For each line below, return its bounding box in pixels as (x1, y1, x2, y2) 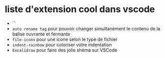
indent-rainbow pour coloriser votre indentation (12, 41, 112, 47)
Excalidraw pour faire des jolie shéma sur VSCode (12, 47, 118, 53)
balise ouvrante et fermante (12, 31, 71, 37)
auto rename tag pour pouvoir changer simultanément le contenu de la (12, 25, 161, 31)
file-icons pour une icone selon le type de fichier (12, 36, 118, 42)
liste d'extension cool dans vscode (5, 4, 155, 15)
